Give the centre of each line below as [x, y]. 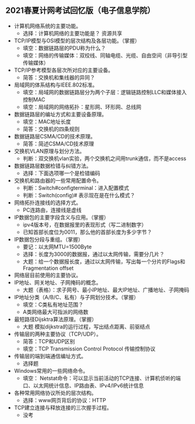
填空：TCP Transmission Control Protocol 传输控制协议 [89, 349]
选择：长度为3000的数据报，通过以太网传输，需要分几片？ [94, 254]
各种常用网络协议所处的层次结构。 [55, 393]
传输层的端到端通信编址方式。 [50, 356]
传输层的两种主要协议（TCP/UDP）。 [58, 334]
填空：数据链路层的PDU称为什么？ [64, 48]
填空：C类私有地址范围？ [53, 304]
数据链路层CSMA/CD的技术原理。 [55, 136]
